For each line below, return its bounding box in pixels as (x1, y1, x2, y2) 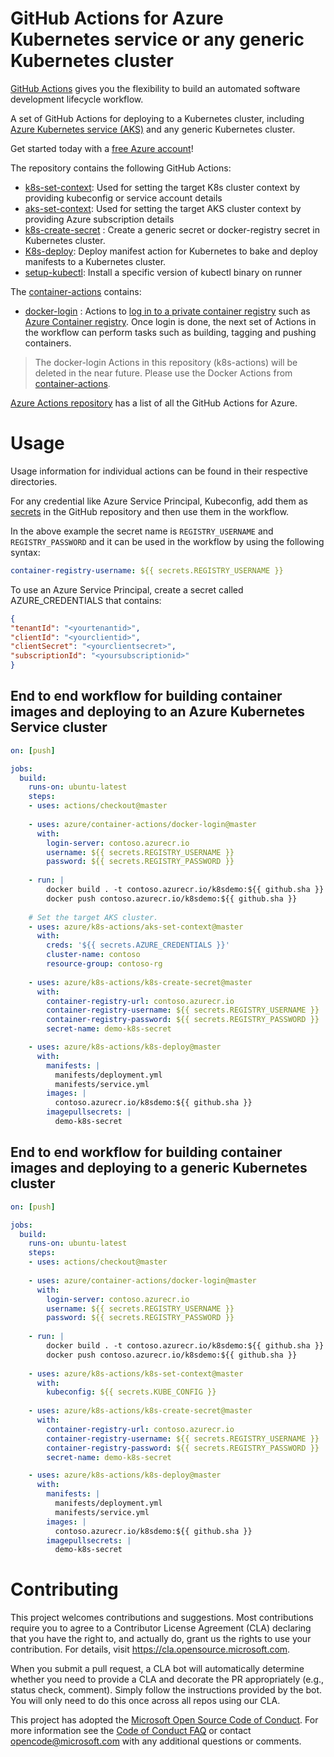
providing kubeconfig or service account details (24, 192, 223, 204)
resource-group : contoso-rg (46, 959, 163, 969)
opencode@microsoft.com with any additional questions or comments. (10, 1735, 302, 1747)
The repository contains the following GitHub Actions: (10, 162, 232, 174)
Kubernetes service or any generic (10, 28, 305, 51)
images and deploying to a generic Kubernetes (10, 1160, 308, 1177)
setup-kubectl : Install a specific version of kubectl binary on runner (24, 266, 303, 278)
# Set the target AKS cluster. (28, 912, 159, 922)
